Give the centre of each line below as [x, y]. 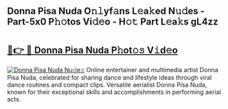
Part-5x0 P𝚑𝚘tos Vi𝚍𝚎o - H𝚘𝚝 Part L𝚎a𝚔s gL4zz [113, 22]
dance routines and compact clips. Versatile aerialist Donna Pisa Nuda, [107, 85]
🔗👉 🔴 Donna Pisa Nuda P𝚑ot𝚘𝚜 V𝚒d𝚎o [93, 50]
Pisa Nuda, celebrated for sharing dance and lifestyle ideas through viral [110, 77]
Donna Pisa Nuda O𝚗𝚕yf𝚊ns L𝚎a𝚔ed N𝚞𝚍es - [106, 11]
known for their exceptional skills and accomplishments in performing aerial [114, 92]
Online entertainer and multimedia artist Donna [152, 70]
